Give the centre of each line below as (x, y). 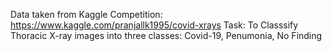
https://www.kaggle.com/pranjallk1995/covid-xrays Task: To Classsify (154, 25)
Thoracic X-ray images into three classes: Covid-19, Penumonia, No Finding (166, 35)
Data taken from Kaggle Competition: (86, 14)
